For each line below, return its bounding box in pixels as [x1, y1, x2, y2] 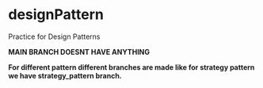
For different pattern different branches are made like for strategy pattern [8, 62, 255, 72]
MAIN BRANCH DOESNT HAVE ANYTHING [8, 47, 151, 56]
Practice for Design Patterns [8, 32, 101, 41]
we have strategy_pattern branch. [8, 71, 123, 80]
